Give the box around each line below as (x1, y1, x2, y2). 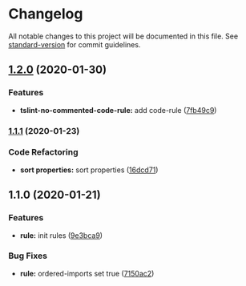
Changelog (8, 5, 83, 23)
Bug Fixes (8, 250, 48, 261)
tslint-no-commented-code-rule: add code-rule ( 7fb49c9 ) (19, 105, 217, 115)
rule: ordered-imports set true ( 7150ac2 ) (19, 268, 155, 278)
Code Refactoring (8, 147, 79, 158)
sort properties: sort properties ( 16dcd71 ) (19, 165, 159, 175)
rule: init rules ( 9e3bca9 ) (19, 230, 103, 240)
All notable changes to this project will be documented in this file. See (8, 31, 239, 41)
